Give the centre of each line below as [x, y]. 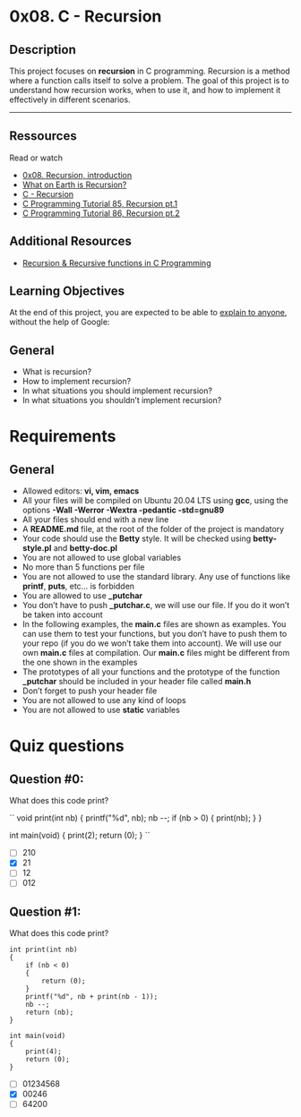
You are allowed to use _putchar [82, 596]
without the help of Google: [60, 322]
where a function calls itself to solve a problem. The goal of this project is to [149, 81]
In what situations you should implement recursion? [117, 391]
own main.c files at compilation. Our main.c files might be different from [156, 653]
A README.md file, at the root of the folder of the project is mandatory [153, 529]
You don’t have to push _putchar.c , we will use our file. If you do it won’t [156, 606]
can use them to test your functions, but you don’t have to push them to [155, 634]
